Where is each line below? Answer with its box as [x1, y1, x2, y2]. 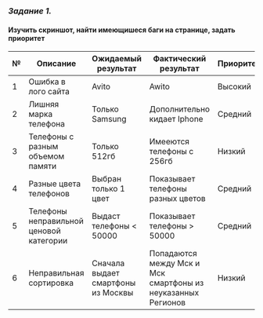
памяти [28, 161, 57, 172]
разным [28, 141, 59, 152]
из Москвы [92, 287, 134, 298]
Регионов [149, 297, 186, 308]
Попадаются [149, 248, 197, 259]
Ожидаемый [92, 53, 142, 64]
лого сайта [28, 86, 70, 97]
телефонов [28, 188, 70, 199]
